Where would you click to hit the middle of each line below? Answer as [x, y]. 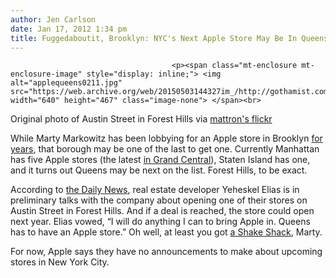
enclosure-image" [46, 74]
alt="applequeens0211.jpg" [66, 83]
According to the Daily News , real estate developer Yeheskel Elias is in [155, 190]
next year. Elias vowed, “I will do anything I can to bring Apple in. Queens [160, 222]
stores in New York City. [60, 262]
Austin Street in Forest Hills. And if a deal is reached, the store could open [162, 211]
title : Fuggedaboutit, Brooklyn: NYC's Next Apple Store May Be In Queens [169, 38]
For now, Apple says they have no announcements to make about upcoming [166, 252]
